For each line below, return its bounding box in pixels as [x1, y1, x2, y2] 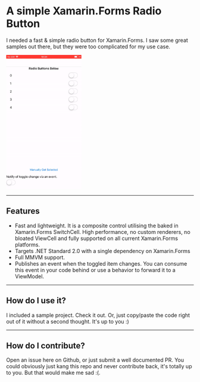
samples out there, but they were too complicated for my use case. [6, 43, 171, 50]
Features [6, 206, 40, 216]
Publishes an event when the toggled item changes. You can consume [14, 260, 187, 267]
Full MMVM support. [14, 254, 65, 261]
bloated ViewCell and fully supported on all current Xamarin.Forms [14, 235, 179, 242]
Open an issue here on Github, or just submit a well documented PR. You [6, 356, 185, 363]
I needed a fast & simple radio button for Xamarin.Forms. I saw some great [6, 36, 189, 44]
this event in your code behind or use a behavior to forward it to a [14, 266, 176, 273]
